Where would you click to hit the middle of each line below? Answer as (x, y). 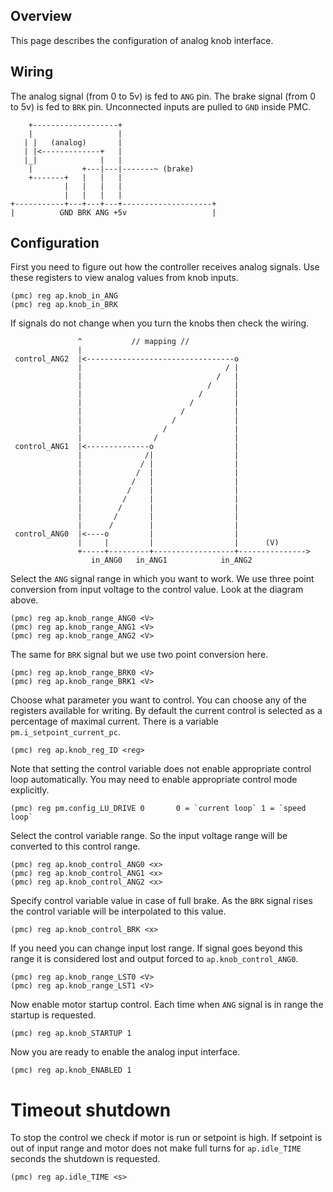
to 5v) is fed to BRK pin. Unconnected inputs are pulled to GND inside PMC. (161, 106)
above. (24, 600)
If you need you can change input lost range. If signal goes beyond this (156, 948)
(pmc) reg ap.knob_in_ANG (64, 296)
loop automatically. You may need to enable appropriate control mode (154, 780)
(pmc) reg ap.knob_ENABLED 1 (71, 1070)
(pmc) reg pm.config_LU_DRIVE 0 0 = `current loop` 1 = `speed (158, 809)
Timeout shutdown (91, 1110)
